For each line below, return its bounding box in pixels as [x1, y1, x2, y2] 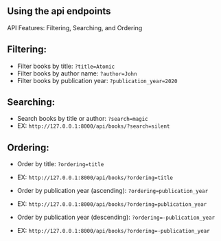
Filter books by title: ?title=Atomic [16, 62, 115, 70]
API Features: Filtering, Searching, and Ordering [7, 23, 143, 32]
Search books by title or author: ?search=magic [16, 115, 149, 123]
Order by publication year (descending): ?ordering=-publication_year [16, 213, 216, 222]
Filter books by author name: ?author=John [16, 69, 137, 78]
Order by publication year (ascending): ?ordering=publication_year [16, 187, 209, 195]
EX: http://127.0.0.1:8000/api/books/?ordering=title [16, 173, 174, 181]
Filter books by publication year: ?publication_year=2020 [16, 76, 178, 84]
